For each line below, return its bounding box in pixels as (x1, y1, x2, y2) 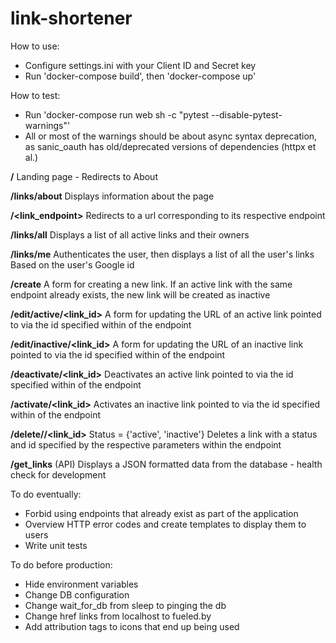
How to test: (10, 89, 61, 101)
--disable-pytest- (211, 108, 283, 121)
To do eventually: (10, 488, 82, 500)
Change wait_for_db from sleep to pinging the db (24, 599, 227, 611)
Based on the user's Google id (10, 258, 135, 271)
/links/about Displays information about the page (10, 190, 215, 202)
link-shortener (10, 7, 133, 30)
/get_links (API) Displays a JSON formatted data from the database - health (10, 458, 323, 470)
